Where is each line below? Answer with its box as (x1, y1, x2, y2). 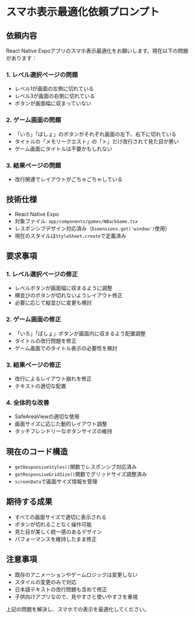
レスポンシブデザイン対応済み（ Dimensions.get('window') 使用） (14, 224, 171, 232)
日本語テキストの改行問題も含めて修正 (14, 586, 107, 593)
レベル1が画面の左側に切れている (14, 85, 94, 92)
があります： (6, 55, 37, 62)
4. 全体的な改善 (6, 398, 50, 407)
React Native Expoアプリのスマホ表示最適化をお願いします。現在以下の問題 (6, 48, 189, 54)
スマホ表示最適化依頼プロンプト (6, 5, 160, 19)
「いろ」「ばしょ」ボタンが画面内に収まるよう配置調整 (14, 330, 146, 337)
